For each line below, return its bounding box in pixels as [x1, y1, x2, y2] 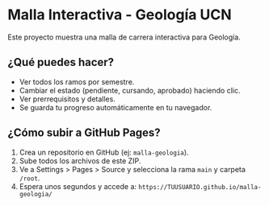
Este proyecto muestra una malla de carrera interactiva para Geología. [7, 32, 242, 42]
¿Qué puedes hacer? [7, 56, 115, 69]
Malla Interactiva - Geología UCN [7, 6, 232, 24]
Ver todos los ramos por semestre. [19, 76, 135, 86]
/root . [19, 173, 40, 183]
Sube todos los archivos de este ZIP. [19, 155, 141, 166]
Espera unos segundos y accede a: [19, 181, 137, 191]
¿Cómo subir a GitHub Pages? [7, 126, 161, 140]
